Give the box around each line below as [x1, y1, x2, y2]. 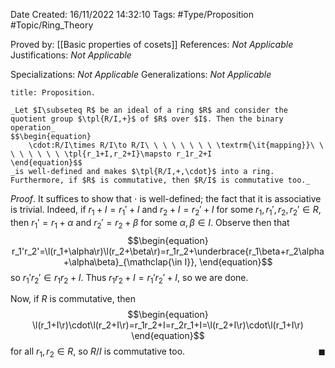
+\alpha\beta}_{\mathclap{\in [63, 255, 183, 268]
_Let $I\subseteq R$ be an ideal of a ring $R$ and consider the [10, 105, 288, 115]
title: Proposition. [10, 88, 97, 98]
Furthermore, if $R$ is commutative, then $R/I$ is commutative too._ [10, 175, 311, 185]
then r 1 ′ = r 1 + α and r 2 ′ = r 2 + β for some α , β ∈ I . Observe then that [10, 216, 290, 231]
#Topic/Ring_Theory [10, 19, 94, 31]
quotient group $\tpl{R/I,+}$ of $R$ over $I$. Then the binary [10, 114, 284, 124]
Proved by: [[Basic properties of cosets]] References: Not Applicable [10, 39, 294, 50]
